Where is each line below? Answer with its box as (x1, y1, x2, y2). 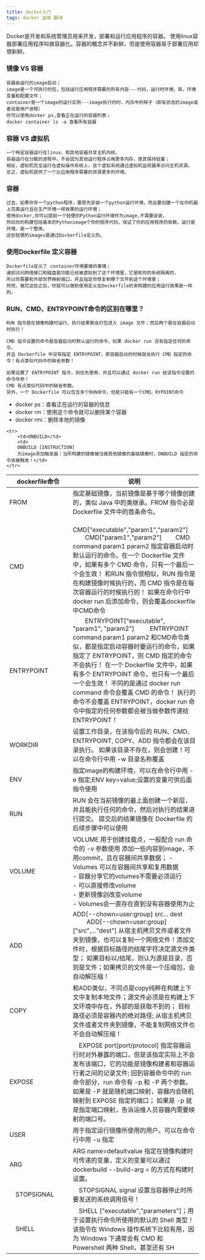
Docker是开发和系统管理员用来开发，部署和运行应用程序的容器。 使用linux (6, 32, 193, 40)
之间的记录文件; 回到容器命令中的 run (85, 1068, 191, 1077)
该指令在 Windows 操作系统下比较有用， (73, 1224, 189, 1233)
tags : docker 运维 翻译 (6, 15, 63, 21)
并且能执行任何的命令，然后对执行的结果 (73, 805, 189, 813)
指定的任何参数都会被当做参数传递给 (85, 706, 189, 715)
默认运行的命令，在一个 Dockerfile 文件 (73, 551, 185, 559)
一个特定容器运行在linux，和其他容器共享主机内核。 (6, 149, 120, 156)
